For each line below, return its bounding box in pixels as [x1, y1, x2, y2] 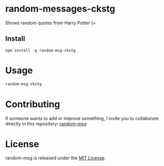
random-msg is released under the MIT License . [5, 155, 106, 161]
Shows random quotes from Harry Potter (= [5, 20, 96, 26]
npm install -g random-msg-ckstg [5, 48, 76, 53]
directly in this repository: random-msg [5, 120, 87, 127]
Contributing [5, 98, 60, 110]
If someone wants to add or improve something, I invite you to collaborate [5, 115, 159, 121]
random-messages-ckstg [5, 3, 115, 15]
